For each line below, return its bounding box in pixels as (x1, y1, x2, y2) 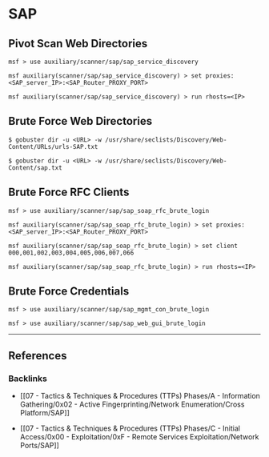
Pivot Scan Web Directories (8, 37, 148, 50)
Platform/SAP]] (19, 408, 70, 418)
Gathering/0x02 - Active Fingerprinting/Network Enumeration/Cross (19, 399, 245, 409)
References (8, 349, 67, 363)
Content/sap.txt (8, 163, 62, 172)
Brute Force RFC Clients (8, 186, 130, 199)
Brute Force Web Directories (8, 114, 153, 128)
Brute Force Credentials (8, 285, 130, 299)
